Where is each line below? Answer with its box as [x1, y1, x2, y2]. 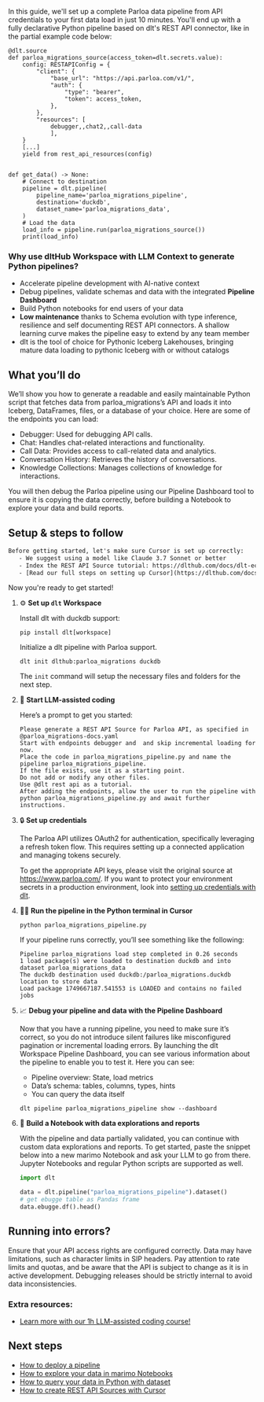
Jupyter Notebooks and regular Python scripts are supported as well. [19, 1159, 244, 1168]
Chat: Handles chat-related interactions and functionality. [19, 438, 206, 448]
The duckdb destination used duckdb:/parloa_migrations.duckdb [19, 971, 232, 979]
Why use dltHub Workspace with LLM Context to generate [8, 251, 235, 262]
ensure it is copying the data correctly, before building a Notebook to [8, 495, 232, 504]
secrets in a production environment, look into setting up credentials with [19, 883, 256, 892]
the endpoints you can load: [8, 415, 99, 424]
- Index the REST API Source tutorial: [18, 562, 149, 570]
